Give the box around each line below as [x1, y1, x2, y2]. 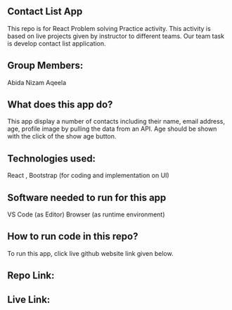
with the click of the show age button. [7, 132, 117, 141]
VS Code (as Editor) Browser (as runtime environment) [7, 210, 165, 219]
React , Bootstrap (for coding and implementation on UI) [7, 172, 170, 180]
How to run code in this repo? [7, 231, 138, 243]
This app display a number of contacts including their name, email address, [7, 117, 226, 126]
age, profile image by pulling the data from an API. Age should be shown [7, 124, 217, 133]
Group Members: [7, 60, 84, 72]
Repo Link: [7, 270, 55, 282]
